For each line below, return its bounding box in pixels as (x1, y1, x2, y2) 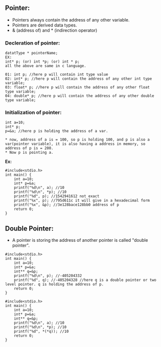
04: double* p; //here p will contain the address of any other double (5, 93, 154, 98)
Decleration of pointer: (5, 39, 60, 46)
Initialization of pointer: (5, 109, 62, 116)
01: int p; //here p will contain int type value (5, 72, 109, 77)
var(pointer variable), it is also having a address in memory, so (5, 141, 146, 146)
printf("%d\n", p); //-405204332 (14, 274, 82, 278)
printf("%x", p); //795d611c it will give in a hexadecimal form (14, 198, 150, 203)
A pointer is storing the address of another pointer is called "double (12, 237, 148, 243)
